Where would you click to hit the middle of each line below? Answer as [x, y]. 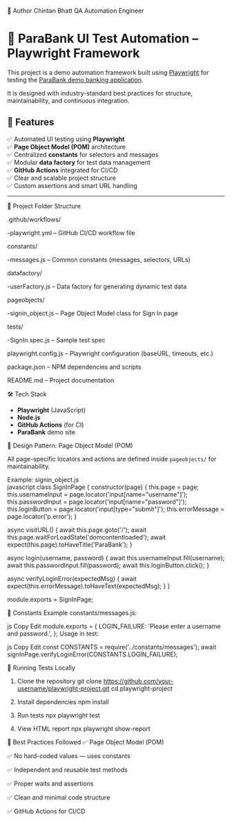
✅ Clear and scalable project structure [61, 178]
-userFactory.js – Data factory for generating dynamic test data [97, 286]
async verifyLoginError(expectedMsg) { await [72, 578]
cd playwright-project [142, 688]
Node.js [29, 417]
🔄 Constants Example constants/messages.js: [72, 613]
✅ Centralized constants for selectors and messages [83, 154]
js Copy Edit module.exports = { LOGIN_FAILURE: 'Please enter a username [114, 626]
